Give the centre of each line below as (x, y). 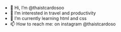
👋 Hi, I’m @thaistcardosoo (37, 8)
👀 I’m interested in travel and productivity (53, 13)
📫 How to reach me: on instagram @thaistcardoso (63, 24)
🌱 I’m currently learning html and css (48, 18)
